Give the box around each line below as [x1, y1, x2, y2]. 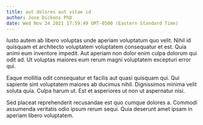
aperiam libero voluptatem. [6, 112, 74, 119]
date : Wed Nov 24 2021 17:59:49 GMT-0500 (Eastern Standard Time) [6, 20, 179, 26]
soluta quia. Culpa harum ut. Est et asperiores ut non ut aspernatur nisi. [6, 87, 185, 95]
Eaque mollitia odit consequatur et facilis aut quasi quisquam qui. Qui [6, 74, 180, 82]
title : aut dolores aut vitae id [6, 8, 91, 15]
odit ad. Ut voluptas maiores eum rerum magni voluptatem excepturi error [6, 56, 191, 64]
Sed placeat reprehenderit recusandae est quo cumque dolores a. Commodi [6, 99, 198, 106]
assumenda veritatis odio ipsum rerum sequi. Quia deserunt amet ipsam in [6, 106, 193, 113]
